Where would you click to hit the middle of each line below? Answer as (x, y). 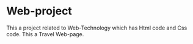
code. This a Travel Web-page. (45, 34)
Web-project (39, 11)
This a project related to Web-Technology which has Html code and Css (97, 28)
